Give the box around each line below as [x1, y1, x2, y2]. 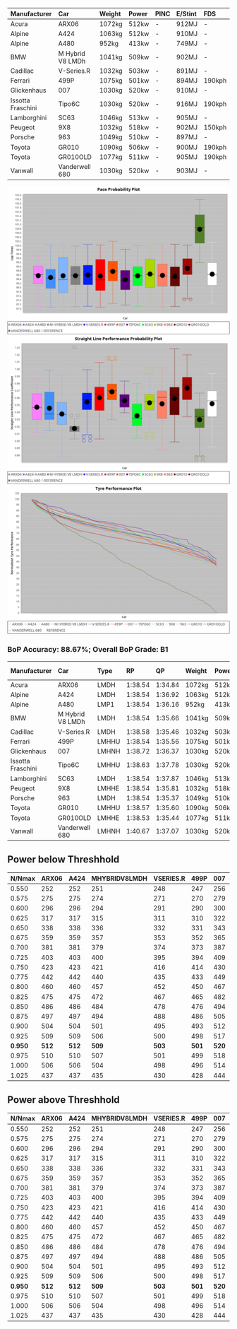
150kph [203, 123, 227, 131]
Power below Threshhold [7, 853, 120, 865]
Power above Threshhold [7, 1094, 120, 1106]
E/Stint [176, 9, 197, 18]
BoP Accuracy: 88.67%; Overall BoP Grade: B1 [7, 645, 169, 655]
